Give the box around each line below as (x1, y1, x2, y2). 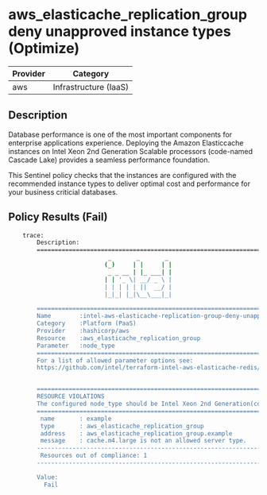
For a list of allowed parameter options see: (37, 356, 194, 365)
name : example (40, 415, 112, 423)
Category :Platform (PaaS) (37, 319, 137, 327)
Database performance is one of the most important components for (8, 130, 233, 139)
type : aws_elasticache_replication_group (40, 422, 204, 430)
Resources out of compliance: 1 (40, 451, 148, 460)
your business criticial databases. (8, 187, 118, 196)
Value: (37, 473, 59, 481)
